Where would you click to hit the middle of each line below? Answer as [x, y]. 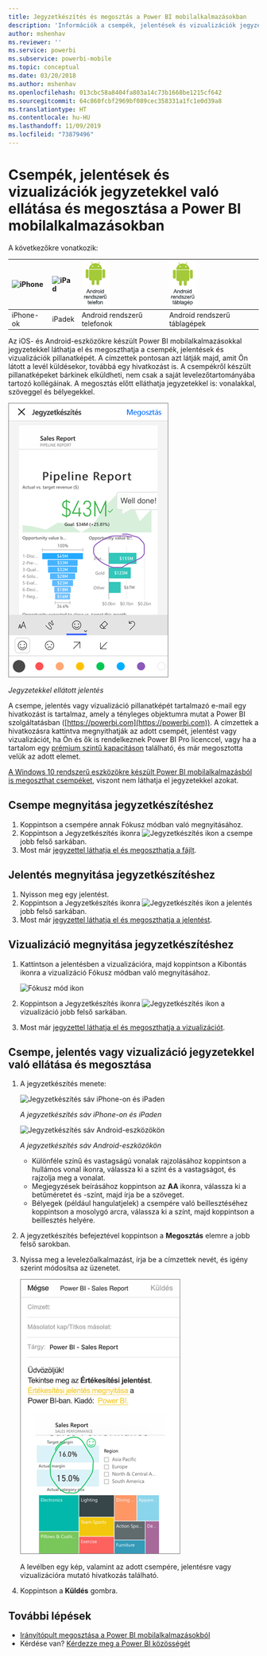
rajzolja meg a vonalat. [68, 1178]
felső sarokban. [45, 1244]
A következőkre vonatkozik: [53, 248]
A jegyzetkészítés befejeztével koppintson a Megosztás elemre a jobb [135, 1236]
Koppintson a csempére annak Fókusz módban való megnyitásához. [132, 824]
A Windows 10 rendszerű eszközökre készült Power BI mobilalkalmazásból [130, 772]
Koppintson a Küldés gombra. [69, 1591]
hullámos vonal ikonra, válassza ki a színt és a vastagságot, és [133, 1169]
